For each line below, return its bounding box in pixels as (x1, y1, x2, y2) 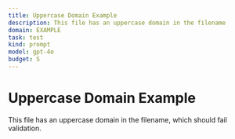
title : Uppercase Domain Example (8, 11, 117, 20)
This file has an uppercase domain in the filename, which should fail (8, 115, 227, 124)
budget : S (8, 56, 41, 64)
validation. (8, 123, 42, 133)
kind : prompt (8, 41, 51, 49)
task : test (8, 33, 44, 42)
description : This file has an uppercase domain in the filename (8, 19, 226, 27)
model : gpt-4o (8, 48, 55, 56)
